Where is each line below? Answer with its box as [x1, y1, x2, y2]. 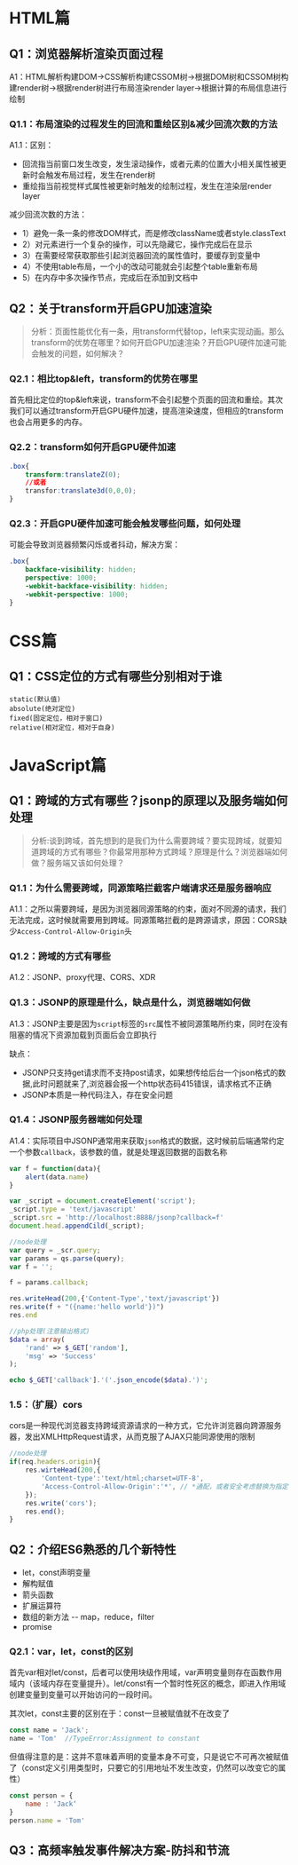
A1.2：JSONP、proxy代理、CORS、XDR [9, 972, 156, 983]
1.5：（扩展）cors [9, 1399, 82, 1411]
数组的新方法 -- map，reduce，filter [21, 1612, 155, 1623]
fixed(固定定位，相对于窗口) [9, 714, 104, 723]
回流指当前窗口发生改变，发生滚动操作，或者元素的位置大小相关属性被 [21, 159, 279, 170]
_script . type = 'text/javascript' [9, 1205, 137, 1214]
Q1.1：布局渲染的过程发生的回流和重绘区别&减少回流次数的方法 [9, 117, 278, 130]
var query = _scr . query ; [9, 1245, 101, 1254]
